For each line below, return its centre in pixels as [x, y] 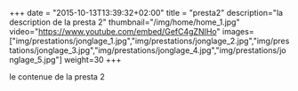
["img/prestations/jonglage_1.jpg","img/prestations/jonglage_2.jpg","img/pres [149, 41]
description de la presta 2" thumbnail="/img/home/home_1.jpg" [125, 22]
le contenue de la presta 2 [57, 77]
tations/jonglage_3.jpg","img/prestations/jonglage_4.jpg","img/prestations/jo [148, 50]
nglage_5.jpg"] [36, 60]
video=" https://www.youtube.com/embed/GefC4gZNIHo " [115, 31]
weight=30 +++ [93, 60]
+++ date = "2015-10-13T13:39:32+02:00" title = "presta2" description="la [146, 13]
